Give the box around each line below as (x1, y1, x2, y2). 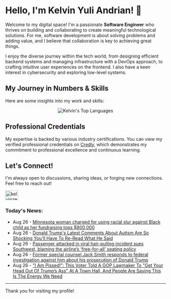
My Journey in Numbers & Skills (5, 84, 109, 93)
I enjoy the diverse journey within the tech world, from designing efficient (5, 53, 159, 59)
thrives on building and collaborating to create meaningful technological (5, 27, 156, 33)
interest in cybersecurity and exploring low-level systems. (5, 69, 127, 76)
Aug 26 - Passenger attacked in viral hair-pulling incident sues (12, 240, 144, 246)
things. (5, 43, 20, 49)
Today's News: (5, 207, 43, 214)
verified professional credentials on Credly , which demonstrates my (5, 141, 147, 147)
